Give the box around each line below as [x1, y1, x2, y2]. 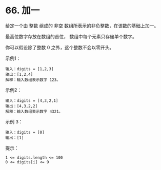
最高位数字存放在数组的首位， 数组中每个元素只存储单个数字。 [5, 33, 137, 39]
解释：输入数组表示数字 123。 [5, 77, 61, 82]
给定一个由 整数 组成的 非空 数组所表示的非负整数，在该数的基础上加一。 [5, 23, 159, 29]
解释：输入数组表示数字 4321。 [5, 109, 63, 114]
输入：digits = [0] [5, 130, 45, 135]
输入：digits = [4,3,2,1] [5, 98, 58, 103]
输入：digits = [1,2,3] [5, 66, 54, 72]
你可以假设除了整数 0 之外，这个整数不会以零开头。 [5, 44, 114, 50]
